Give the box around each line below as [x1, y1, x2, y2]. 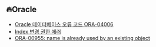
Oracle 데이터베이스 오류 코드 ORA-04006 [14, 20, 114, 28]
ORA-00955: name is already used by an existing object [14, 34, 150, 41]
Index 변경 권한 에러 [14, 28, 61, 35]
